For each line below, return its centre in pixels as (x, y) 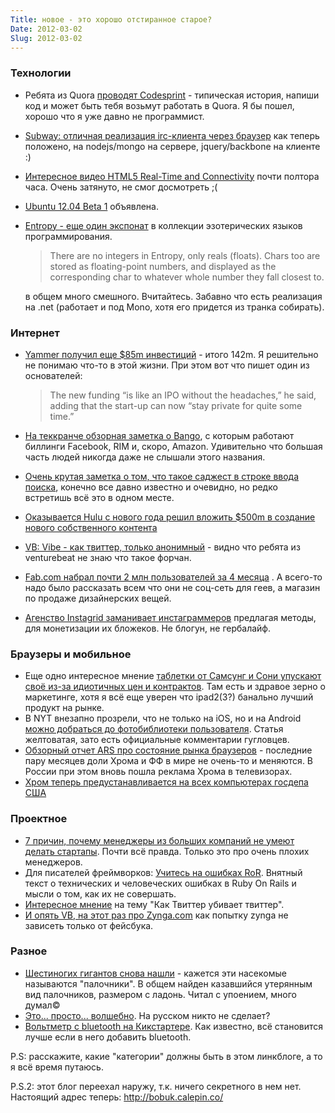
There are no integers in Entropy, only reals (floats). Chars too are (185, 255)
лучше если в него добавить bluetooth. (108, 1037)
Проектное (39, 819)
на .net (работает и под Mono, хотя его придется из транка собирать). (174, 307)
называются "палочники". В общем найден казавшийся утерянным (168, 983)
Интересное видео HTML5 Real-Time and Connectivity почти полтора (172, 176)
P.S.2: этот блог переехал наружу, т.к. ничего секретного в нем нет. (156, 1086)
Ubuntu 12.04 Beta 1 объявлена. (91, 206)
